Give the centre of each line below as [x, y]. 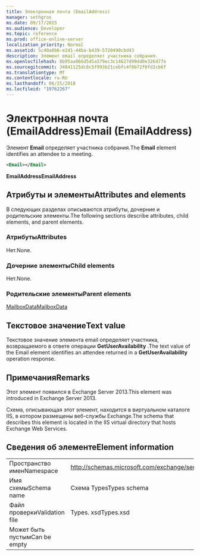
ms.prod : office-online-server [45, 39]
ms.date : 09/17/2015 [32, 23]
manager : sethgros [29, 17]
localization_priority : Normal [45, 45]
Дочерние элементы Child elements [60, 265]
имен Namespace [34, 470]
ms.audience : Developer [36, 28]
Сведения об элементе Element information [90, 447]
